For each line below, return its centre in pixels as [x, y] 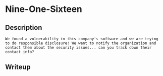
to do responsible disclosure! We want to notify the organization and [81, 43]
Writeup [18, 67]
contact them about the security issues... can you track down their [79, 48]
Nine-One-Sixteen [44, 9]
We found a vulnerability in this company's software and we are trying [82, 39]
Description [24, 28]
